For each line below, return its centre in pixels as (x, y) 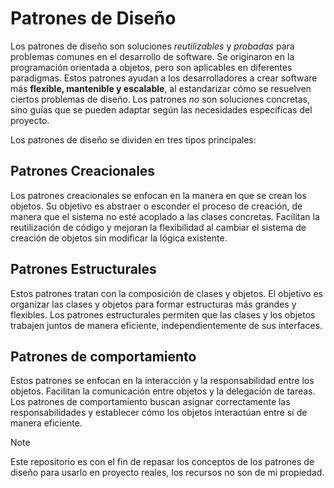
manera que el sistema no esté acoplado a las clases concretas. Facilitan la (165, 216)
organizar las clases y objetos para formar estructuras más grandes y (153, 304)
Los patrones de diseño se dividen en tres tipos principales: (133, 139)
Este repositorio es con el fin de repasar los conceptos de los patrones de (162, 462)
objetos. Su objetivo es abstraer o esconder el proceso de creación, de (156, 206)
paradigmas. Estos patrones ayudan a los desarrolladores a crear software (164, 78)
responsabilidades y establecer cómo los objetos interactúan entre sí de (159, 413)
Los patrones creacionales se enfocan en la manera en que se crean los (158, 195)
